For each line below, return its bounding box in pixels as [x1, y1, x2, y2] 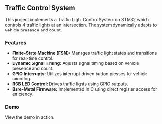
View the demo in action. [5, 114, 55, 120]
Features [5, 39, 27, 46]
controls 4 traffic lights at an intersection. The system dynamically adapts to [5, 22, 157, 28]
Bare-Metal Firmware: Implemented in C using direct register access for [12, 86, 157, 92]
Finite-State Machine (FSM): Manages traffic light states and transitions [12, 50, 157, 56]
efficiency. [12, 92, 33, 97]
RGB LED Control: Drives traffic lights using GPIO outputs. [12, 81, 128, 87]
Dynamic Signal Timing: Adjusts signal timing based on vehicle [12, 61, 139, 66]
